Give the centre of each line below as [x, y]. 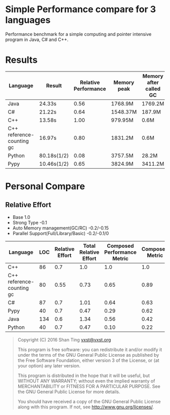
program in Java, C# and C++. [37, 40]
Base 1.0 [21, 217]
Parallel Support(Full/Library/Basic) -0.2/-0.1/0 [61, 233]
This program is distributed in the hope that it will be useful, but [84, 375]
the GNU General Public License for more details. [69, 392]
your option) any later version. [49, 365]
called [153, 89]
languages [28, 20]
